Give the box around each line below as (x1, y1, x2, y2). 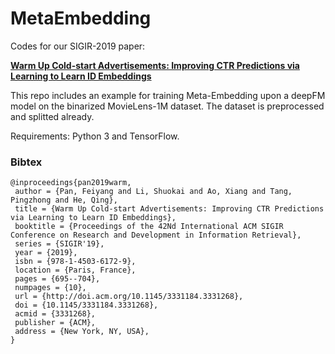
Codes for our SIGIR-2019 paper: (10, 40, 146, 52)
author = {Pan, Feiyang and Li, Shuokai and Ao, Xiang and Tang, (14, 187, 293, 197)
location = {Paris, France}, (14, 265, 137, 276)
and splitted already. (10, 110, 95, 122)
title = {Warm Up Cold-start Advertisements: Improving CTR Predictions (14, 204, 325, 214)
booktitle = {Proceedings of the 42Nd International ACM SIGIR (14, 222, 284, 232)
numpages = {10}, (14, 283, 87, 293)
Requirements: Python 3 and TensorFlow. (10, 130, 180, 142)
